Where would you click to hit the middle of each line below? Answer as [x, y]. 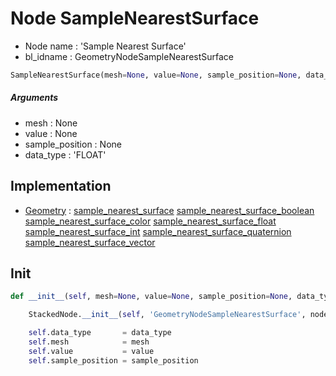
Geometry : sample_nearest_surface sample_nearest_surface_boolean [169, 210]
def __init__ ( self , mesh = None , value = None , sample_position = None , [151, 297]
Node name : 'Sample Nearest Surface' [105, 46]
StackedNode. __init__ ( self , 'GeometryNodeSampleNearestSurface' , [167, 315]
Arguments [34, 98]
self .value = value [91, 351]
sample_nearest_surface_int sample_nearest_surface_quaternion [158, 231]
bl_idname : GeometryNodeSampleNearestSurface [129, 56]
